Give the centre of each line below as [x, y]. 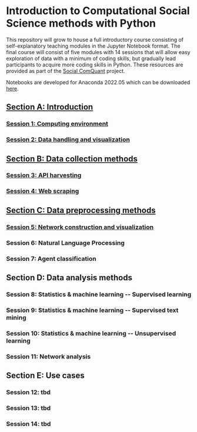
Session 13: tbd [29, 408]
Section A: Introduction [50, 107]
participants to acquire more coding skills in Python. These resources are [95, 64]
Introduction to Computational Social [98, 11]
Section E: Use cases [46, 376]
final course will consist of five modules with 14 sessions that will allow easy [98, 52]
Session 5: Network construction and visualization [80, 227]
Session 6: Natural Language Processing [66, 242]
